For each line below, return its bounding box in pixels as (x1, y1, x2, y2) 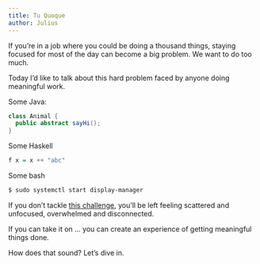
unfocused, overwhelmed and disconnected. (8, 209, 155, 218)
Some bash (8, 171, 45, 180)
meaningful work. (8, 81, 66, 91)
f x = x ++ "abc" (8, 156, 66, 165)
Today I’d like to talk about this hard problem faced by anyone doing (8, 73, 230, 82)
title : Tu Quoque (8, 11, 66, 20)
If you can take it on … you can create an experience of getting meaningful (8, 224, 252, 234)
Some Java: (8, 97, 48, 106)
